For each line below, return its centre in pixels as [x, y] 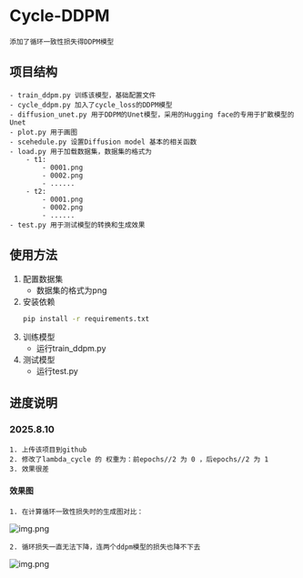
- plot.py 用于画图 [44, 132]
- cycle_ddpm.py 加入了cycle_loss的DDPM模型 [91, 105]
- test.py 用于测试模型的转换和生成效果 [77, 225]
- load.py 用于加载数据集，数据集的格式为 [81, 151]
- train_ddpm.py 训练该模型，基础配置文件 [83, 95]
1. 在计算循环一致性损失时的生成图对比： [76, 512]
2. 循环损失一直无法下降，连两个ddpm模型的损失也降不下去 [105, 547]
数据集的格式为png [71, 290]
